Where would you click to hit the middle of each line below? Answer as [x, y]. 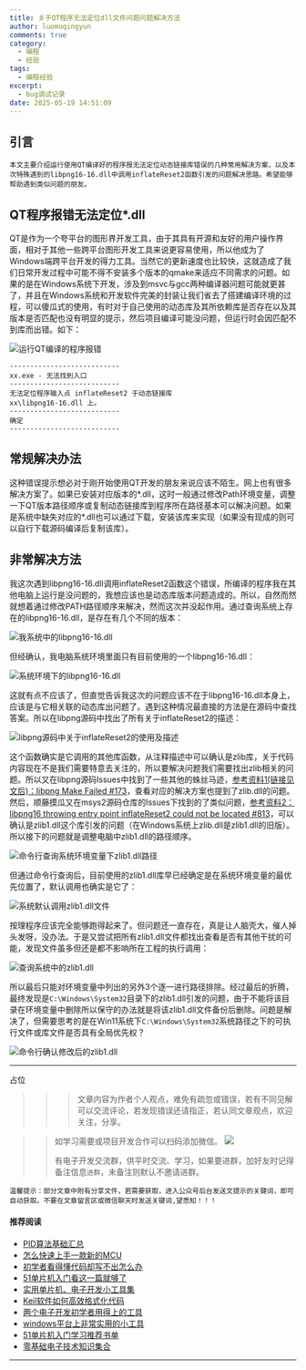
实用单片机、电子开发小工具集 [78, 1289]
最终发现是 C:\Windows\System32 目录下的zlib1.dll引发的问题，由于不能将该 [146, 998]
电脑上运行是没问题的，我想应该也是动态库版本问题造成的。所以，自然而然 [157, 594]
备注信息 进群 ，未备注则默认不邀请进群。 [129, 1171]
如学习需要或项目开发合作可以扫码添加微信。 [138, 1141]
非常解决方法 [46, 560]
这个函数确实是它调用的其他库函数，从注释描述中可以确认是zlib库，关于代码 [152, 757]
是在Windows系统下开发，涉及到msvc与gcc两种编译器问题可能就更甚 [155, 284]
